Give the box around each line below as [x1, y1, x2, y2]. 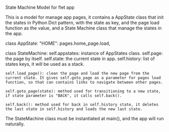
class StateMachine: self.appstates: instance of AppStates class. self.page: [5, 50, 163, 56]
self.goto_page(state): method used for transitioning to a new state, [5, 89, 161, 94]
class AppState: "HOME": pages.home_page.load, [5, 40, 111, 46]
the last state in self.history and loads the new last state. [5, 107, 143, 112]
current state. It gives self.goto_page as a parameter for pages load [5, 75, 161, 81]
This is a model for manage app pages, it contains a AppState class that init [5, 14, 164, 20]
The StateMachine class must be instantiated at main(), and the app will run [5, 116, 164, 121]
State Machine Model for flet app [5, 5, 75, 10]
